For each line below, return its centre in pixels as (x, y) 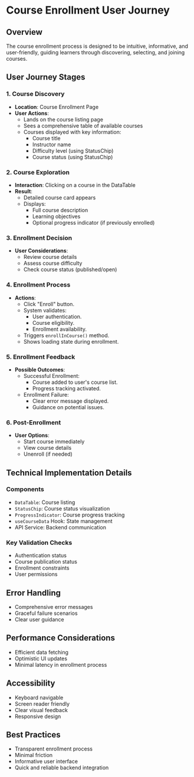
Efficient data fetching (42, 652)
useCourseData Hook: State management (63, 521)
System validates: (45, 310)
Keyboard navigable (39, 697)
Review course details (50, 257)
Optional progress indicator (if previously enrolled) (93, 222)
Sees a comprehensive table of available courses (83, 126)
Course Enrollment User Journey (88, 10)
